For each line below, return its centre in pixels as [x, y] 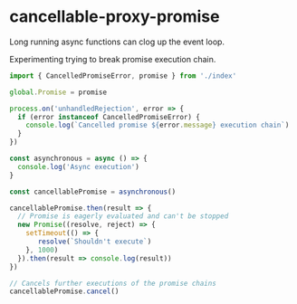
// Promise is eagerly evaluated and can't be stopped [123, 216]
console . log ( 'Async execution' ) [79, 166]
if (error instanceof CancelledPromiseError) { [109, 117]
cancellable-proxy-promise [115, 17]
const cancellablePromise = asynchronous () [93, 192]
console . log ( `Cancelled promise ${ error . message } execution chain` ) [158, 125]
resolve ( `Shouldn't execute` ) [95, 242]
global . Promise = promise [58, 92]
